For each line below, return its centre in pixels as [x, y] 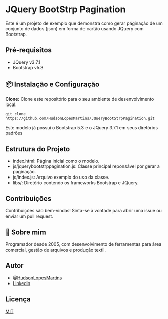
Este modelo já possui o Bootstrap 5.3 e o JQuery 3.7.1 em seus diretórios [82, 127]
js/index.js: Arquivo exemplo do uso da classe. [61, 177]
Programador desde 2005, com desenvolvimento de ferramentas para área [83, 244]
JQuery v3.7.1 [26, 62]
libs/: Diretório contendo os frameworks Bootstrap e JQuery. [75, 183]
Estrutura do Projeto [38, 149]
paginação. [24, 172]
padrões [14, 133]
